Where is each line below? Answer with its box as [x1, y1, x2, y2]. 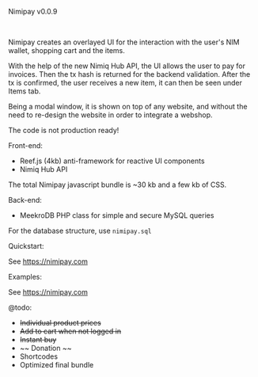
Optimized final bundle [19, 360, 94, 369]
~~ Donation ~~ [19, 344, 72, 352]
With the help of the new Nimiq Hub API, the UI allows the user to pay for [8, 61, 245, 70]
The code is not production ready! [8, 126, 120, 135]
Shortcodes [19, 352, 58, 361]
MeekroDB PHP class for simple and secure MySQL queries [19, 211, 214, 220]
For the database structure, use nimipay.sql [8, 226, 152, 235]
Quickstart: [8, 242, 45, 250]
